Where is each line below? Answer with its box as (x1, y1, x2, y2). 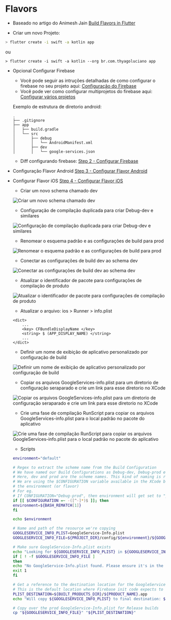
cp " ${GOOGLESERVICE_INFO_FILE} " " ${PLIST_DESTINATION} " (12, 610, 136, 615)
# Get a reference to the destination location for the (12, 582, 134, 587)
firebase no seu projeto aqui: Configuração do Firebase (20, 82, 136, 89)
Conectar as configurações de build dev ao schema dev (20, 258, 138, 264)
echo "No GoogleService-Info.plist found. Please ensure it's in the (12, 563, 164, 569)
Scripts (20, 446, 36, 452)
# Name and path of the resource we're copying (12, 526, 116, 531)
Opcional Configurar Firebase (12, 67, 75, 74)
